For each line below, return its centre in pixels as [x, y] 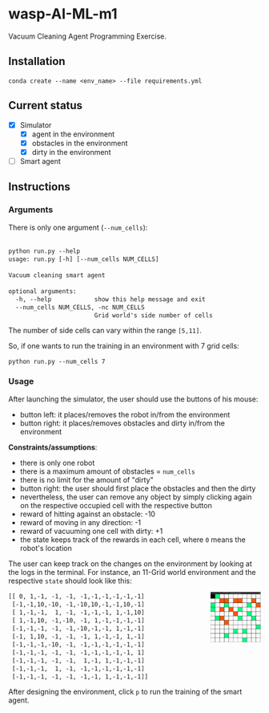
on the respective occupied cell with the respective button [116, 505]
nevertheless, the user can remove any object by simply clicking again [136, 497]
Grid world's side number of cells [154, 315]
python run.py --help [44, 251]
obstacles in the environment [80, 143]
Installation [37, 61]
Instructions [39, 187]
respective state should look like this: [70, 581]
